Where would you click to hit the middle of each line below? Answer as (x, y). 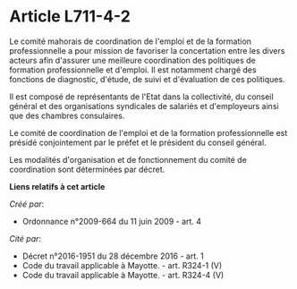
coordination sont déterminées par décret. (87, 169)
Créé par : (27, 204)
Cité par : (25, 238)
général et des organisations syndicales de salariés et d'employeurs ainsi (144, 106)
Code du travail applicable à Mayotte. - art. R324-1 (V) (122, 265)
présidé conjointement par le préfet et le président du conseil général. (138, 142)
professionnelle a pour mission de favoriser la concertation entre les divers (147, 50)
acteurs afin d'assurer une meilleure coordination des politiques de (133, 60)
